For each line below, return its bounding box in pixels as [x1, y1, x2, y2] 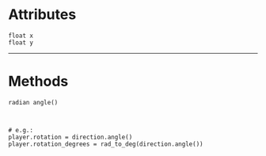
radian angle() [8, 98, 59, 106]
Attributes [8, 6, 77, 24]
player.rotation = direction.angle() [8, 133, 133, 141]
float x [8, 32, 34, 40]
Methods [8, 73, 69, 90]
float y [8, 38, 34, 47]
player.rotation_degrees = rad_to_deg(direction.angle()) [8, 140, 203, 148]
